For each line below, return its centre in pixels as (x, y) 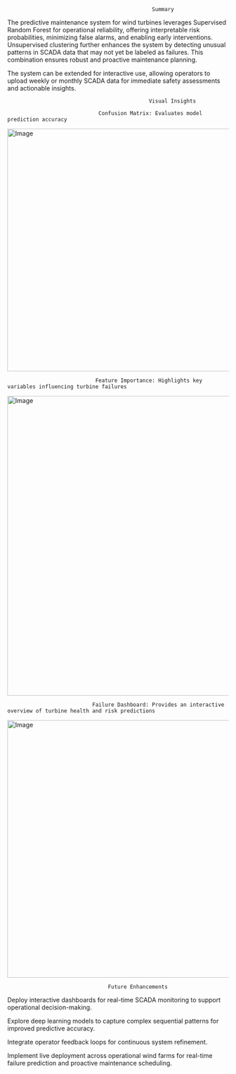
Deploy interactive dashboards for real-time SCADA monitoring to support (114, 1000)
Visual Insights (172, 101)
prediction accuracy (38, 119)
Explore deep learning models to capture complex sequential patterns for (113, 1021)
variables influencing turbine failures (67, 387)
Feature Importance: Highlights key (149, 380)
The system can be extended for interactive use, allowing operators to (109, 73)
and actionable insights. (42, 88)
